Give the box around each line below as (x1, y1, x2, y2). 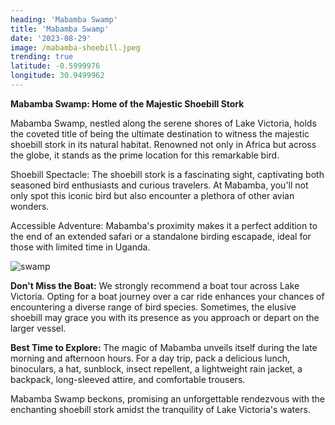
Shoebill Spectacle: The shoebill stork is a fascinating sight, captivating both (10, 168, 325, 180)
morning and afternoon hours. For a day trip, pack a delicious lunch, (10, 352, 290, 364)
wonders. (10, 200, 50, 212)
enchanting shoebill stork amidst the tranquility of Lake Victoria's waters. (10, 403, 311, 415)
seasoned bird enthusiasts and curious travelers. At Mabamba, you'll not (10, 179, 309, 191)
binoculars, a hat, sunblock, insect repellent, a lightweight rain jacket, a (10, 362, 303, 375)
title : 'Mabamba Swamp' (10, 24, 110, 34)
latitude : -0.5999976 (10, 61, 101, 71)
